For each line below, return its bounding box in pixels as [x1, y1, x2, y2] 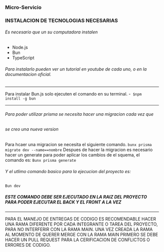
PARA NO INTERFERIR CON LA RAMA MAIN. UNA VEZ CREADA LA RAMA [5, 227, 153, 232]
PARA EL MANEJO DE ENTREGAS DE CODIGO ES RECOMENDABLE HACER [5, 216, 156, 222]
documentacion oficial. [5, 71, 52, 77]
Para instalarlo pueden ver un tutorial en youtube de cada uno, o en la [5, 66, 147, 72]
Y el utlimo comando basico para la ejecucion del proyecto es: [5, 168, 131, 174]
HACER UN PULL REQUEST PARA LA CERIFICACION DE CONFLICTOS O [5, 237, 150, 243]
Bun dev [5, 183, 21, 189]
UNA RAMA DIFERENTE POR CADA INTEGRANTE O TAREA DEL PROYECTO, [5, 221, 158, 227]
